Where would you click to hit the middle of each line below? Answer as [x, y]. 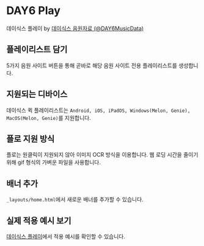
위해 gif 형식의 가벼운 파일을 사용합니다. [53, 162]
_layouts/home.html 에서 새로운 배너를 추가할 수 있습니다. [75, 199]
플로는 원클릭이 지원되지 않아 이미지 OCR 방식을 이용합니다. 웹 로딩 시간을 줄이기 [102, 155]
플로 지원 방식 [31, 139]
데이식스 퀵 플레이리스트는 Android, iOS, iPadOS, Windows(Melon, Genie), [98, 110]
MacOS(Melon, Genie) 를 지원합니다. [49, 117]
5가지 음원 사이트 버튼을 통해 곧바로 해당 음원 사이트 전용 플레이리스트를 [92, 65]
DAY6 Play [34, 11]
